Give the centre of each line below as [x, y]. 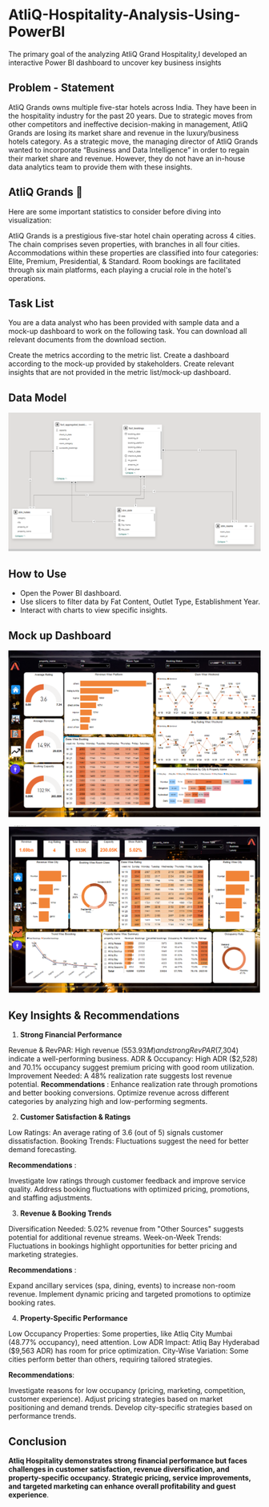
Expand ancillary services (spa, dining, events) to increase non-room [122, 1285]
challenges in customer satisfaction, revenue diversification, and [119, 1469]
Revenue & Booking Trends [66, 1213]
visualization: [30, 220]
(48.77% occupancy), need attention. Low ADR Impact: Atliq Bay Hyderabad [134, 1342]
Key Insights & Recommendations [94, 1015]
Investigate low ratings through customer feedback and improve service [127, 1181]
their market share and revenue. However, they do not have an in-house [127, 158]
